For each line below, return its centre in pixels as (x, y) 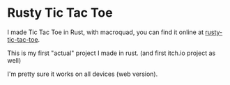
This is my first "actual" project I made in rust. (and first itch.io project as (112, 53)
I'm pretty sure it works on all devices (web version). (83, 74)
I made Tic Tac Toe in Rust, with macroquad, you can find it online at (106, 32)
